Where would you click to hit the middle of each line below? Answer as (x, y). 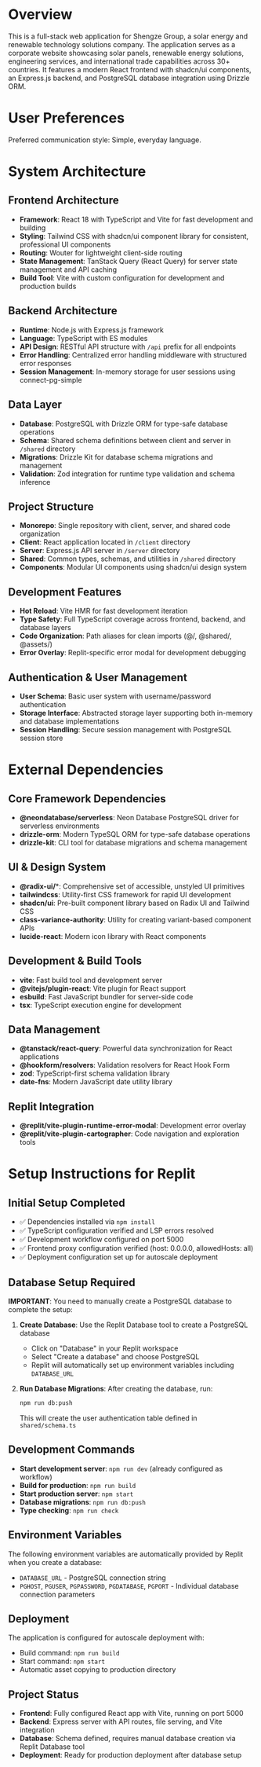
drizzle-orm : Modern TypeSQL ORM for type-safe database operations (135, 834)
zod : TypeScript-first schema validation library (94, 1073)
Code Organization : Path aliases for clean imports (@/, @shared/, (126, 636)
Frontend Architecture (63, 201)
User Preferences (67, 118)
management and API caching (68, 269)
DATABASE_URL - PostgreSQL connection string (92, 1578)
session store (41, 738)
